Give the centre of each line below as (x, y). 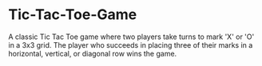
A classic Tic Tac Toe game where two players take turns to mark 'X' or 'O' (131, 37)
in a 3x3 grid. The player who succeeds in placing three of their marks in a (131, 45)
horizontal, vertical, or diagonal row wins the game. (93, 53)
